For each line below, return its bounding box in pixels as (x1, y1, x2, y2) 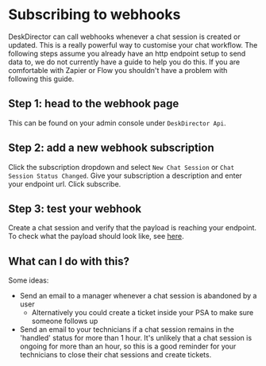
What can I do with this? (8, 254, 129, 268)
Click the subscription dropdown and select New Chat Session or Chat (8, 162, 235, 171)
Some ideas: (8, 275, 49, 285)
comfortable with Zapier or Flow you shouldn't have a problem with (8, 65, 228, 75)
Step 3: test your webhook (8, 202, 141, 215)
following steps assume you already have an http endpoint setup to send (8, 48, 246, 58)
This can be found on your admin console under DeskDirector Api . (8, 118, 226, 128)
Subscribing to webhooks (8, 6, 181, 24)
